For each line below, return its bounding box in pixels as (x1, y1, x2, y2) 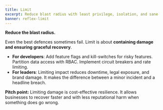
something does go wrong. (5, 100, 60, 106)
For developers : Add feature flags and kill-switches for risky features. (12, 54, 153, 60)
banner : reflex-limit (5, 16, 49, 21)
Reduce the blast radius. (5, 30, 56, 36)
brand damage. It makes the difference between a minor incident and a (12, 74, 155, 81)
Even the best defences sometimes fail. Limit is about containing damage (5, 39, 154, 45)
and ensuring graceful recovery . (5, 44, 72, 50)
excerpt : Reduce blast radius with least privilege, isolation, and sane (5, 12, 159, 17)
